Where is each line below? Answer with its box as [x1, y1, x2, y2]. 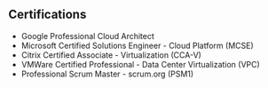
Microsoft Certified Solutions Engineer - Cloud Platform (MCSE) [20, 40, 254, 51]
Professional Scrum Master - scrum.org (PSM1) [20, 68, 194, 79]
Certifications [8, 7, 87, 22]
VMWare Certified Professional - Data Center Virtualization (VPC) [20, 59, 261, 69]
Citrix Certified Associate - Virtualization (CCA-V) [20, 49, 201, 60]
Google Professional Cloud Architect [20, 30, 154, 41]
